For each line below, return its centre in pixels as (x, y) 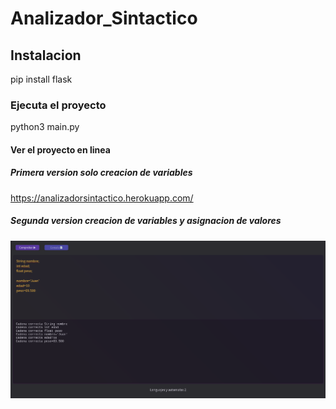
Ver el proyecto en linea (60, 149)
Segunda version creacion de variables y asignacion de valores (146, 221)
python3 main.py (45, 127)
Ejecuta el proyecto (58, 105)
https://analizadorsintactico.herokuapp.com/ (102, 198)
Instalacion (46, 55)
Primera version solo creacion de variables (101, 173)
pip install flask (41, 79)
